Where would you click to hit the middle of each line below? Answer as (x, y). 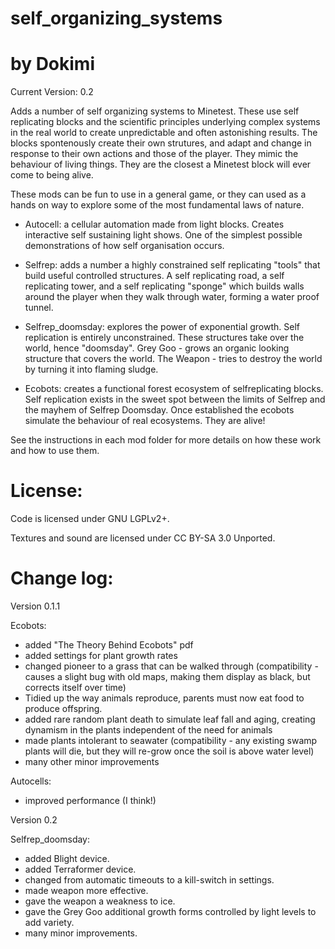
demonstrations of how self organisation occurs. (124, 246)
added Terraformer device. (80, 869)
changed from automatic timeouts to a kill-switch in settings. (149, 880)
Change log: (62, 578)
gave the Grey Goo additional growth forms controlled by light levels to (170, 911)
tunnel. (39, 308)
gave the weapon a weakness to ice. (100, 901)
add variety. (49, 922)
